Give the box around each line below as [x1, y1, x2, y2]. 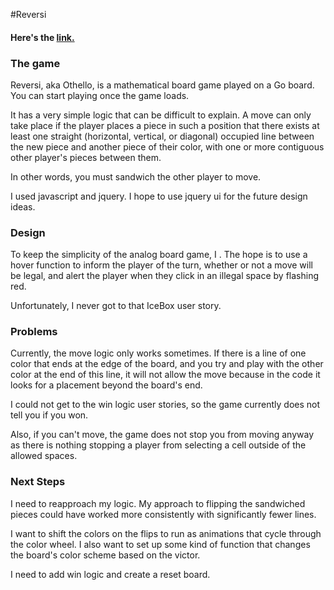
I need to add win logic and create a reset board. [10, 568, 211, 580]
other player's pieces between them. [10, 151, 162, 163]
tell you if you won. [10, 409, 89, 421]
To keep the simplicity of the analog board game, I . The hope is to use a [10, 249, 308, 261]
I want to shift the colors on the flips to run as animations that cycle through [10, 527, 322, 539]
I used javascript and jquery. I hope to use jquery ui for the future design [10, 190, 308, 202]
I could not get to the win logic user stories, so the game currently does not [10, 399, 321, 411]
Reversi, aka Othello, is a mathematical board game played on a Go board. [10, 79, 315, 91]
